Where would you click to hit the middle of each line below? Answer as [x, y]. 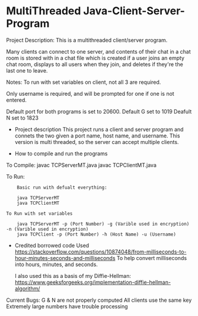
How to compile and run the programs [61, 154]
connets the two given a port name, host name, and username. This [97, 136]
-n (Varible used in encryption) [47, 229]
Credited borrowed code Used [52, 245]
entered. [16, 100]
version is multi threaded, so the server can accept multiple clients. [97, 142]
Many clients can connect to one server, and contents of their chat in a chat [98, 51]
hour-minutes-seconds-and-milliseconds [65, 258]
